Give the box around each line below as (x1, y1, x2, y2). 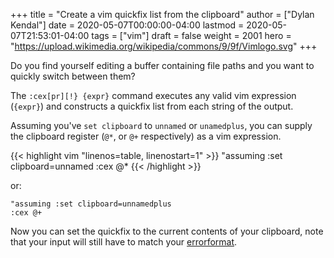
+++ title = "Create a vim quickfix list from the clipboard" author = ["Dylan (10, 9, 315, 20)
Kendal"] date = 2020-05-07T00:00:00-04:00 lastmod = (10, 19, 245, 31)
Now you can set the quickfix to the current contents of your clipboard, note (10, 225, 324, 237)
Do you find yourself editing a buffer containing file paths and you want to (10, 60, 315, 71)
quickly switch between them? (10, 70, 136, 82)
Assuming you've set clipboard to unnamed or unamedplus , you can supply (10, 120, 313, 131)
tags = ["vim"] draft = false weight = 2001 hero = (91, 30, 292, 41)
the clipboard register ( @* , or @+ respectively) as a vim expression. (10, 130, 282, 142)
